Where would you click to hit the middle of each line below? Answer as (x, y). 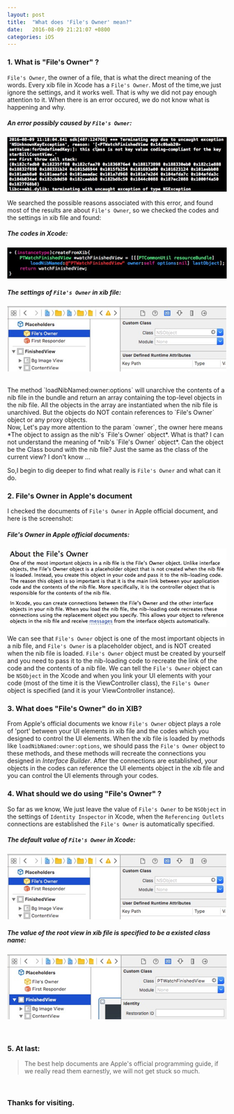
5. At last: (24, 1049)
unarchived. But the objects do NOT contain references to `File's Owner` (111, 413)
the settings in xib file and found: (54, 217)
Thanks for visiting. (41, 1103)
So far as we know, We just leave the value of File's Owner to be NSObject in (117, 809)
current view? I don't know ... (49, 457)
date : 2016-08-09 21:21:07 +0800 (59, 29)
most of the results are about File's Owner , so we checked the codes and (113, 210)
